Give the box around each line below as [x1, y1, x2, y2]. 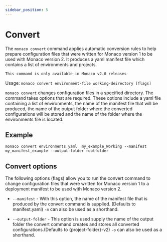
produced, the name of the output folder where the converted [5, 106, 133, 112]
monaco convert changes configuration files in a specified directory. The [5, 90, 154, 96]
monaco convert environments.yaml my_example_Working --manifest [5, 144, 147, 149]
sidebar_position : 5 [5, 7, 49, 13]
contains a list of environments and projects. [5, 61, 97, 68]
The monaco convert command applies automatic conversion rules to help [5, 46, 156, 52]
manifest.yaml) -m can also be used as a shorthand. [12, 206, 119, 212]
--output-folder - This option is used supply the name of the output [12, 216, 154, 222]
